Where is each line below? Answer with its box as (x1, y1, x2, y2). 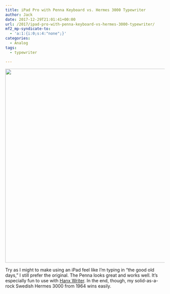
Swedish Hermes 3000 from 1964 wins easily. (16, 283, 111, 289)
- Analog (10, 41, 28, 46)
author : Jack (5, 12, 33, 17)
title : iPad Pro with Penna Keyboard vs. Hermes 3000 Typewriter (5, 7, 146, 13)
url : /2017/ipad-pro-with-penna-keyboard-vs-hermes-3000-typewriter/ (5, 21, 155, 27)
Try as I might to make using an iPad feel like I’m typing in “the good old (5, 267, 154, 273)
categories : (5, 36, 30, 41)
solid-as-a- (135, 277, 158, 283)
